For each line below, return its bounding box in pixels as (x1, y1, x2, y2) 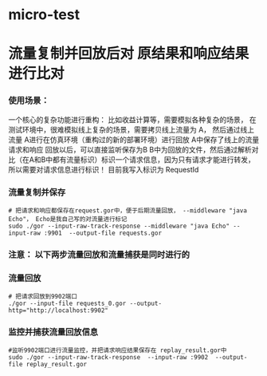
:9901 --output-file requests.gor (43, 229, 162, 237)
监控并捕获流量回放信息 (8, 327, 98, 338)
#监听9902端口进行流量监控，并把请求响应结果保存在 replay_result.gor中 (8, 346, 227, 354)
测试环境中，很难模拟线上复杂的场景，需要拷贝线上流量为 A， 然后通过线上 (8, 125, 255, 134)
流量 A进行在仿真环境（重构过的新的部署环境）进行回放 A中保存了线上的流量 (8, 134, 260, 144)
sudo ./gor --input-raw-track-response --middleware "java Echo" (8, 222, 230, 230)
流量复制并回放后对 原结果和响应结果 (8, 45, 249, 63)
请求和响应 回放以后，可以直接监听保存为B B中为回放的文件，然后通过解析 (8, 144, 253, 154)
